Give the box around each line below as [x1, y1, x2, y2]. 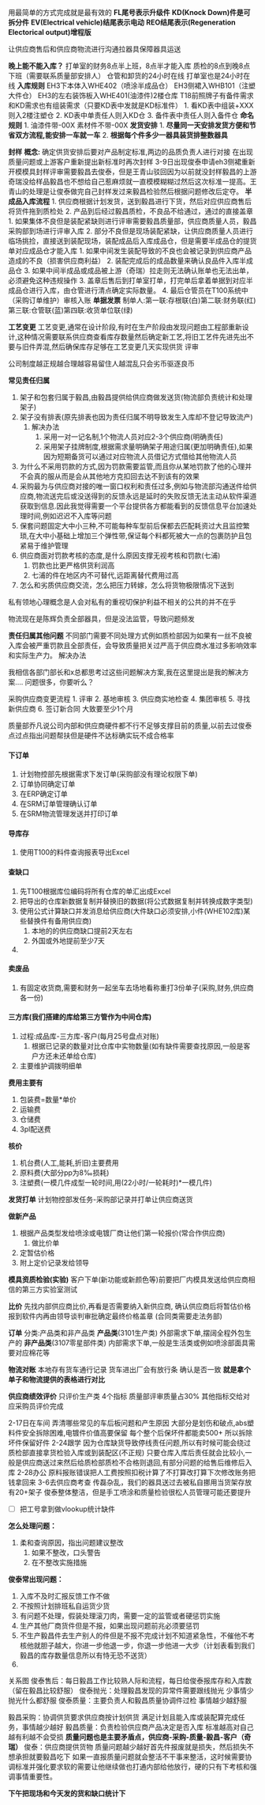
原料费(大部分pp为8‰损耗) [19, 1168, 110, 1177]
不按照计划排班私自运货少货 [19, 1602, 110, 1611]
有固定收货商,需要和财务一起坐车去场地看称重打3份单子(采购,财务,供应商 [19, 983, 254, 992]
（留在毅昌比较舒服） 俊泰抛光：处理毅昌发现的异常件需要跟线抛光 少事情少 [8, 1686, 254, 1696]
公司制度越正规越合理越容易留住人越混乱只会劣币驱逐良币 [8, 359, 195, 368]
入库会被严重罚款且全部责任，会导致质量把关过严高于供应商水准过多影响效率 [8, 641, 257, 650]
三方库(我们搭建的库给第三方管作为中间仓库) [8, 1012, 152, 1022]
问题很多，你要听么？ [24, 677, 95, 687]
